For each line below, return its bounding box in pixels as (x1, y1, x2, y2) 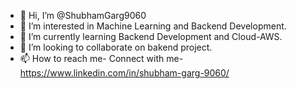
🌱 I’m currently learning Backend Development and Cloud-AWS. (19, 31, 283, 42)
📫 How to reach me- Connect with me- (19, 53, 184, 64)
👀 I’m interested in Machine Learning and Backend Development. (19, 20, 287, 32)
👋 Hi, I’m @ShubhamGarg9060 (19, 10, 147, 21)
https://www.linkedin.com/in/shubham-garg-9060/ (19, 67, 230, 79)
